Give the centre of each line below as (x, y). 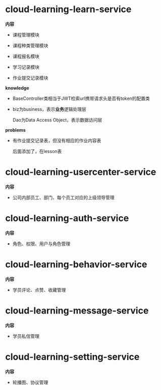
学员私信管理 (26, 336)
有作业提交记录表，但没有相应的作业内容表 (57, 140)
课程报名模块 (26, 56)
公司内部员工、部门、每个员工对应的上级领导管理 (63, 197)
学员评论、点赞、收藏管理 (39, 290)
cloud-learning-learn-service (68, 9)
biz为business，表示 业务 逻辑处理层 (49, 109)
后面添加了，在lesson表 (37, 151)
